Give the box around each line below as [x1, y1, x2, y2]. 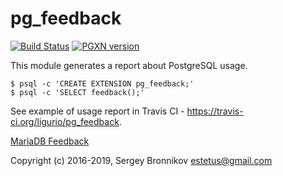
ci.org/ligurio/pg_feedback [10, 115, 120, 127]
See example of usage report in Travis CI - [10, 105, 185, 117]
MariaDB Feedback [10, 135, 90, 147]
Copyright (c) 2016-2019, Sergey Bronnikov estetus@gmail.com [10, 154, 273, 166]
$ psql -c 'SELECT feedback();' [10, 87, 145, 97]
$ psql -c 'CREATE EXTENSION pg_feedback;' [10, 78, 195, 89]
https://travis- [186, 105, 244, 117]
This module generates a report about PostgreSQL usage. [10, 59, 248, 71]
